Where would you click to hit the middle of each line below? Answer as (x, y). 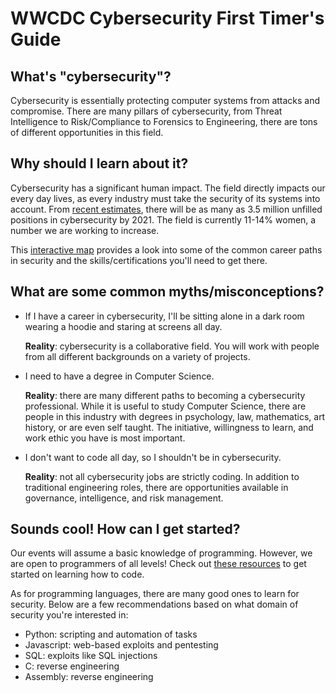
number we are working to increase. (85, 230)
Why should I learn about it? (99, 163)
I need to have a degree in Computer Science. (119, 376)
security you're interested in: (69, 615)
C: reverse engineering (72, 666)
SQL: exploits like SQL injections (91, 656)
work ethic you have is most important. (105, 438)
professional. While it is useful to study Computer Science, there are (165, 406)
